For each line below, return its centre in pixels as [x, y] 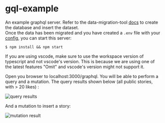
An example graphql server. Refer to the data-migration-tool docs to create [82, 22]
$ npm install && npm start [34, 47]
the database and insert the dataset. [42, 27]
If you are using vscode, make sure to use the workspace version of [75, 56]
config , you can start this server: [38, 38]
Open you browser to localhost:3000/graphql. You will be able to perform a [82, 76]
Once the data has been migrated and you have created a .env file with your [83, 33]
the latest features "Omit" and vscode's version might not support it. [75, 67]
